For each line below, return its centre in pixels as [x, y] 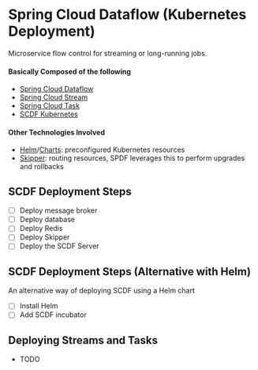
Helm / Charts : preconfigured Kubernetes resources [102, 150]
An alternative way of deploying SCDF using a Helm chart [102, 291]
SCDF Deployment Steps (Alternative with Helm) [129, 272]
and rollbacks [42, 167]
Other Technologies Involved [56, 132]
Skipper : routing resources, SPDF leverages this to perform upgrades [132, 158]
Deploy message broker [58, 210]
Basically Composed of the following [70, 71]
